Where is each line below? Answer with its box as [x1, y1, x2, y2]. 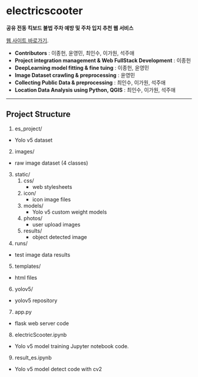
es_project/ [14, 125, 42, 132]
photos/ [23, 214, 43, 222]
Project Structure [6, 109, 71, 119]
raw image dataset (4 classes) [14, 159, 88, 166]
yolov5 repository [14, 297, 58, 304]
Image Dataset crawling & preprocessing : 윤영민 [14, 71, 136, 78]
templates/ [14, 263, 41, 270]
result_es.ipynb [14, 354, 52, 361]
